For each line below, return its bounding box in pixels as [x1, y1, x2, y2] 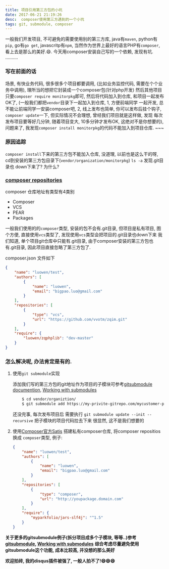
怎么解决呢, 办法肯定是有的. [5, 358, 72, 365]
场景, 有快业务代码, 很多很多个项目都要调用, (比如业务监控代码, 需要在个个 [5, 80, 158, 86]
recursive [12, 418, 34, 423]
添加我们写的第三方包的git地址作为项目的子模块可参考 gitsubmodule [12, 381, 153, 387]
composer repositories [5, 177, 63, 184]
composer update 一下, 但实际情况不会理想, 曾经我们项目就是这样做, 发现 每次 [5, 112, 163, 118]
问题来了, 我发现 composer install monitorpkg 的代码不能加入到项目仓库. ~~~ [5, 124, 164, 130]
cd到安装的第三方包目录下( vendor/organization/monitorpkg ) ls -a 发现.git [5, 157, 159, 163]
